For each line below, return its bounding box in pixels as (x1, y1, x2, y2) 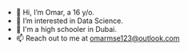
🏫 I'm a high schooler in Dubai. (15, 25, 118, 33)
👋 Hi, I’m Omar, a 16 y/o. (15, 8, 94, 17)
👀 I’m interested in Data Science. (15, 16, 124, 25)
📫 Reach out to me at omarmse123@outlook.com (15, 33, 180, 43)
